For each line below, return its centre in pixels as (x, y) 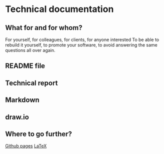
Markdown (22, 100)
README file (25, 66)
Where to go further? (39, 134)
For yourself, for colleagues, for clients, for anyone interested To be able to (82, 39)
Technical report (31, 83)
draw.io (17, 117)
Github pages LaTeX (26, 146)
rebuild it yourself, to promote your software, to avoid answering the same (81, 45)
